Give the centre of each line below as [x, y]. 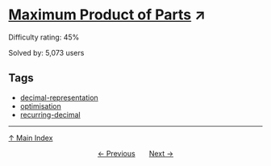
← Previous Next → [135, 153]
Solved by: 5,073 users [46, 52]
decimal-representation [59, 98]
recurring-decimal [50, 114]
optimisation [41, 106]
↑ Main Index [31, 138]
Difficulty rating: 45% [44, 37]
